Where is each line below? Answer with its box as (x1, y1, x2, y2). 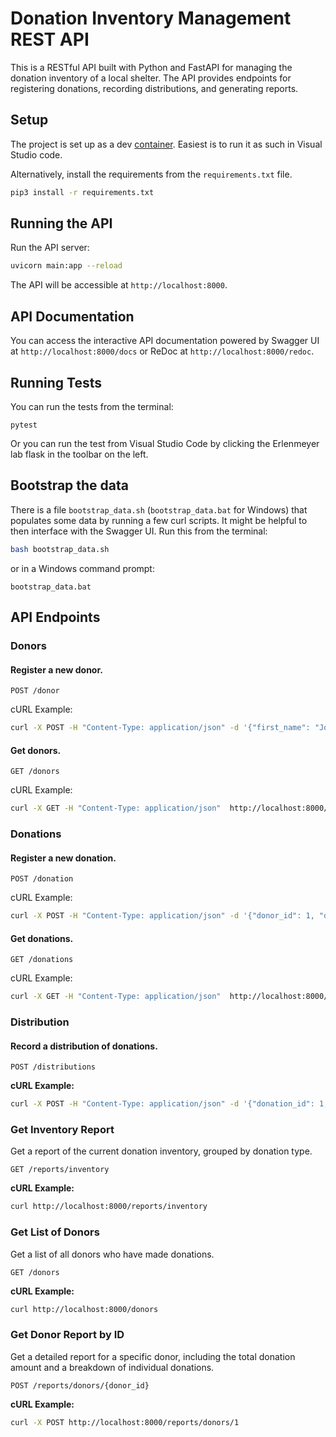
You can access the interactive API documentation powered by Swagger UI (10, 335, 320, 347)
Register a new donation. (10, 852, 117, 864)
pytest (10, 420, 38, 430)
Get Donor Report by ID (10, 1328, 125, 1342)
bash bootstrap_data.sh (10, 544, 110, 554)
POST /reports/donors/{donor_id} (10, 1380, 150, 1391)
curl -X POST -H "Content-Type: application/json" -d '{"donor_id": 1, (10, 911, 315, 921)
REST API (10, 28, 90, 51)
